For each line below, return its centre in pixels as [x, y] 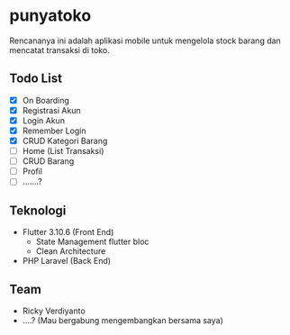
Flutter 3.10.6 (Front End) [68, 232]
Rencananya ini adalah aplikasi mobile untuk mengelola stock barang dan [145, 41]
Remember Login [54, 131]
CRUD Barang [48, 161]
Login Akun [44, 120]
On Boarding [46, 100]
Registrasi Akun [51, 110]
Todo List [36, 79]
